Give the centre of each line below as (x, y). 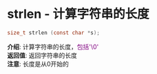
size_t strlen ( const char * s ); (53, 33)
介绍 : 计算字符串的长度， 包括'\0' (53, 47)
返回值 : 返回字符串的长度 (42, 55)
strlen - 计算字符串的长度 (78, 14)
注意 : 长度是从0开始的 (38, 64)
